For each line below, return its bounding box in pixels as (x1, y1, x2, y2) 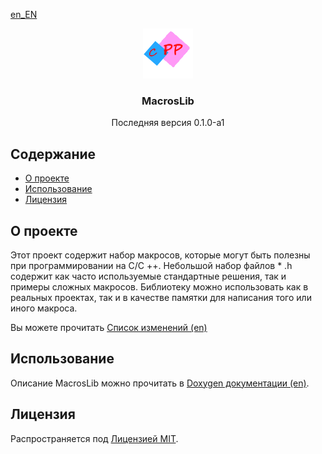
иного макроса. (10, 302, 78, 314)
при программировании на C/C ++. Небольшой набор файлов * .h (10, 259, 293, 271)
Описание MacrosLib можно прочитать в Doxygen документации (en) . (10, 377, 310, 389)
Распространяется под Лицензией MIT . (10, 432, 179, 444)
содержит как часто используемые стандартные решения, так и (10, 270, 287, 282)
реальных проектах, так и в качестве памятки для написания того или (10, 291, 312, 303)
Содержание (10, 145, 97, 163)
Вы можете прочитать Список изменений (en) (10, 321, 208, 333)
